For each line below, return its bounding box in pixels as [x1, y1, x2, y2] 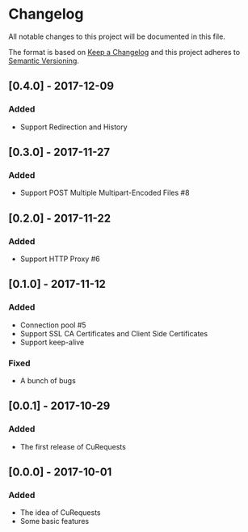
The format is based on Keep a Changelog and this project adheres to [8, 47, 241, 57]
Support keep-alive [19, 337, 85, 347]
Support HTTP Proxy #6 [19, 254, 101, 264]
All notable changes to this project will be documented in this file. [8, 32, 226, 41]
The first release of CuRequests [19, 441, 127, 451]
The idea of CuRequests [19, 508, 101, 517]
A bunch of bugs [19, 375, 77, 385]
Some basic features [19, 517, 90, 526]
